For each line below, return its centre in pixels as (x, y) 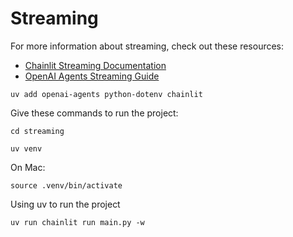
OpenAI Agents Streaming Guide (92, 76)
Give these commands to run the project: (94, 113)
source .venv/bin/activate (66, 185)
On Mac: (28, 167)
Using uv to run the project (65, 204)
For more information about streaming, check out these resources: (147, 46)
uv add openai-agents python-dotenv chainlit (106, 94)
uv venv (26, 148)
